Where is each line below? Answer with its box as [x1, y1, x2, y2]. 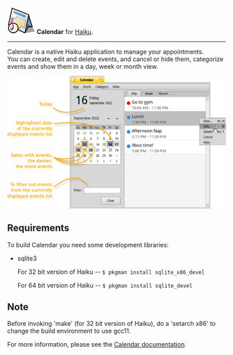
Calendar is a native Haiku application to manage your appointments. [7, 48, 205, 56]
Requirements [7, 222, 69, 234]
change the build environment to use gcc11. [7, 327, 131, 336]
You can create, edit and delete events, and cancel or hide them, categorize [7, 55, 224, 63]
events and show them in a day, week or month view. [7, 63, 158, 70]
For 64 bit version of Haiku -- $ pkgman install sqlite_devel [17, 281, 193, 289]
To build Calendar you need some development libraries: [7, 240, 169, 249]
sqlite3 [17, 254, 37, 263]
